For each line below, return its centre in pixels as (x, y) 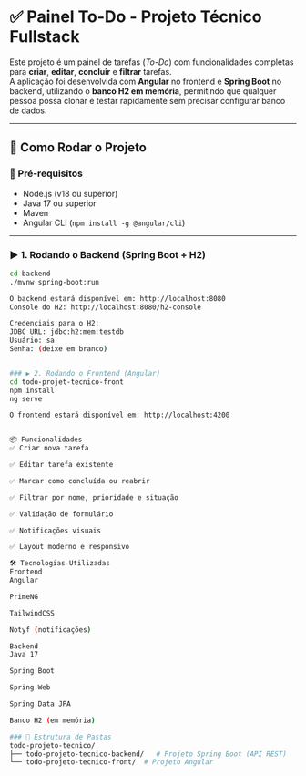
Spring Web (30, 688)
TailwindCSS (32, 613)
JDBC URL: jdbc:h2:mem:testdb (67, 332)
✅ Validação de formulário (61, 514)
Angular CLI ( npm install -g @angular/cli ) (104, 222)
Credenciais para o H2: (55, 324)
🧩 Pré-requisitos (46, 173)
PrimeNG (24, 596)
